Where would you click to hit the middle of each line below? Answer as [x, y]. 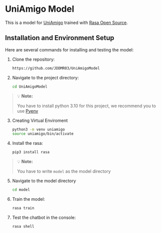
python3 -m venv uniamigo [38, 129]
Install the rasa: [27, 143]
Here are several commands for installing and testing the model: [70, 49]
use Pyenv [28, 111]
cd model [21, 190]
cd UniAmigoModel [30, 87]
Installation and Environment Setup [60, 38]
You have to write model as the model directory [64, 171]
